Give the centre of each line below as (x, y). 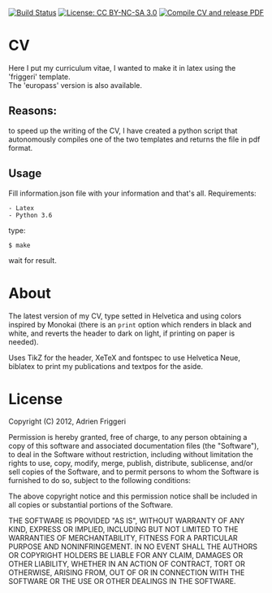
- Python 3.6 (30, 215)
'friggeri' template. (39, 77)
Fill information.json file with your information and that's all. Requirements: (133, 193)
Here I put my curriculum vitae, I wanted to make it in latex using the (122, 68)
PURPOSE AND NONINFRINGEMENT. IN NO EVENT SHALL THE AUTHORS (133, 547)
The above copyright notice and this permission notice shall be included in (133, 496)
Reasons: (32, 111)
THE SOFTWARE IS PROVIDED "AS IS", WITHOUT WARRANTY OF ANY (127, 521)
